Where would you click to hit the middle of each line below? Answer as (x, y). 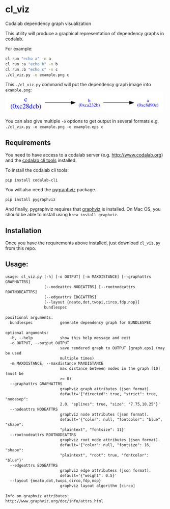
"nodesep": (17, 399)
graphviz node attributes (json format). (104, 414)
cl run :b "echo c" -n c (32, 69)
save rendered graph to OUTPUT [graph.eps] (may (112, 348)
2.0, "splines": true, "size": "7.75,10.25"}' (110, 404)
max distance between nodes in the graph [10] (110, 368)
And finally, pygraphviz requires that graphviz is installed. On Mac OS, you (83, 209)
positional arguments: (29, 317)
